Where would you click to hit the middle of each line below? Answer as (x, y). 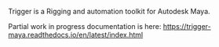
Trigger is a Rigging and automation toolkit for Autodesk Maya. (109, 11)
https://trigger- (187, 26)
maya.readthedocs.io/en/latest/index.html (76, 35)
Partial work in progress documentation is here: (85, 26)
